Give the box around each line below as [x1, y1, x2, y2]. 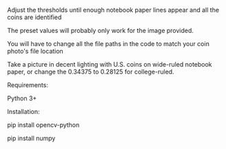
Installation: [7, 108, 40, 115]
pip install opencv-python [7, 121, 80, 129]
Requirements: [7, 81, 48, 89]
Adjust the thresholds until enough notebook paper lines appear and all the [7, 6, 219, 14]
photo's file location [7, 47, 63, 55]
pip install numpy [7, 134, 56, 142]
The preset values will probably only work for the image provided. [7, 27, 194, 34]
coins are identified [7, 13, 62, 21]
